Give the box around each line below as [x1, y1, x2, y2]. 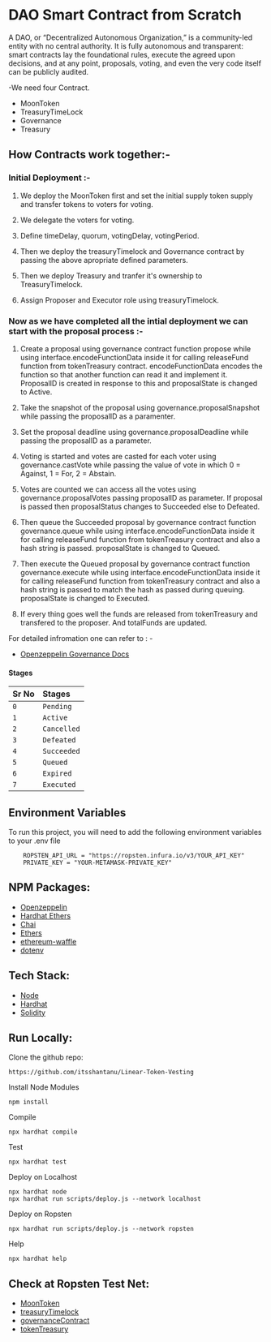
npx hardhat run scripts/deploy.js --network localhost [8, 1195, 201, 1203]
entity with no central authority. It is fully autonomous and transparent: [8, 41, 243, 50]
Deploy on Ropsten [8, 1209, 72, 1219]
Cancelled [42, 725, 80, 733]
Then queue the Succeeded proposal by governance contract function [19, 517, 257, 527]
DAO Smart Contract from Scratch [8, 6, 242, 24]
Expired [42, 769, 72, 778]
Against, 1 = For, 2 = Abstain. [19, 468, 117, 478]
